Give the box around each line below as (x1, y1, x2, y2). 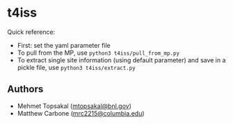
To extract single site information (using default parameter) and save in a (17, 55, 226, 64)
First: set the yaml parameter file (17, 41, 111, 49)
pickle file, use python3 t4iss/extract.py (17, 63, 136, 71)
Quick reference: (7, 28, 56, 36)
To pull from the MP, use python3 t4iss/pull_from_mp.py (17, 48, 179, 57)
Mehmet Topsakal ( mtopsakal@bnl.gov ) (17, 102, 132, 110)
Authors (7, 83, 44, 95)
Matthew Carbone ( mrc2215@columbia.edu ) (17, 109, 145, 117)
